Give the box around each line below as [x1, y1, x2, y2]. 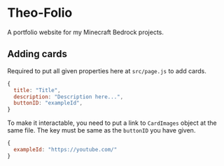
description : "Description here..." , [13, 93, 124, 100]
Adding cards [7, 48, 68, 60]
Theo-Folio [7, 5, 73, 21]
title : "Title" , [13, 86, 61, 93]
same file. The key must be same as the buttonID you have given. [7, 126, 196, 135]
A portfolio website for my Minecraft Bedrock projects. [7, 28, 164, 36]
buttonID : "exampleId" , [13, 100, 83, 107]
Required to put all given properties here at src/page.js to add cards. [7, 66, 206, 75]
